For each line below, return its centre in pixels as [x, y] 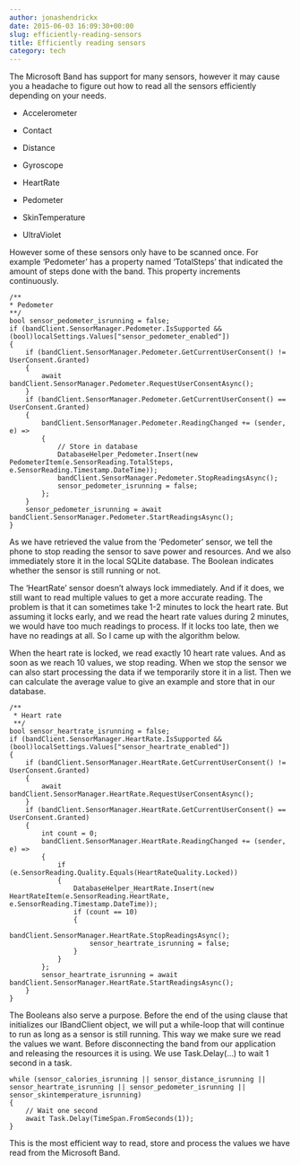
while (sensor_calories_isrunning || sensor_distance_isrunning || [138, 1080]
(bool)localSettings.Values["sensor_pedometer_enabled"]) [120, 337]
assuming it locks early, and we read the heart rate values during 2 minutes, [149, 617]
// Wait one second [62, 1111]
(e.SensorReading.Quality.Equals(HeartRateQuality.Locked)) [124, 873]
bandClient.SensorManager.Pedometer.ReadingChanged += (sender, [164, 423]
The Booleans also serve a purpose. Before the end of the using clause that [149, 1015]
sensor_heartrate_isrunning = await [110, 975]
